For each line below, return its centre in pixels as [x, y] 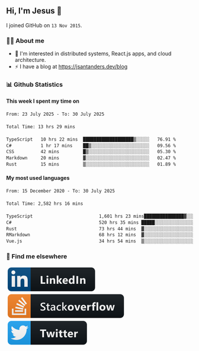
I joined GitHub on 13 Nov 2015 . [44, 25]
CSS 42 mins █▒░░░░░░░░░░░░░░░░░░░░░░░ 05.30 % [91, 152]
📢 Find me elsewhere [37, 257]
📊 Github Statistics [35, 85]
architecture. [30, 60]
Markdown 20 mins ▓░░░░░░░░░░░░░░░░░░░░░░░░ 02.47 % [91, 158]
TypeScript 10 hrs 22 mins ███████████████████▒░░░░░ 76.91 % [91, 139]
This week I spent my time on [43, 101]
